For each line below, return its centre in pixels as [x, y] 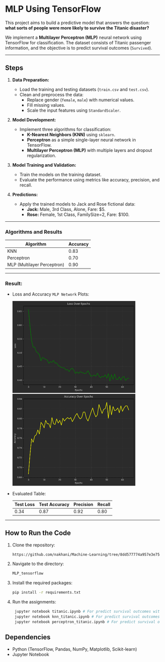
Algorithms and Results [34, 232]
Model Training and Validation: [44, 165]
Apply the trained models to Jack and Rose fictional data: [77, 204]
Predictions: [25, 194]
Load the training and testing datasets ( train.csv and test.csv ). [84, 89]
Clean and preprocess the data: [51, 94]
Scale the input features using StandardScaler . [74, 110]
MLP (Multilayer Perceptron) [36, 265]
